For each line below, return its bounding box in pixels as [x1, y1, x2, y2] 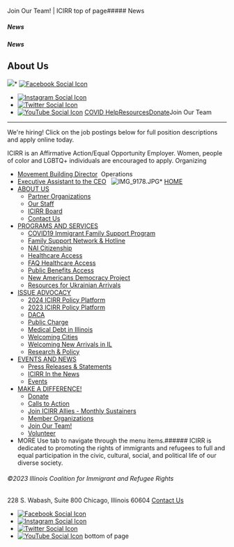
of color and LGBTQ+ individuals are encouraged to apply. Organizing [7, 156, 207, 164]
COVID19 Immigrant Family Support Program [27, 229, 155, 237]
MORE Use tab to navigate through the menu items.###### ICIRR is [17, 436, 212, 445]
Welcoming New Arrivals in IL [27, 340, 113, 348]
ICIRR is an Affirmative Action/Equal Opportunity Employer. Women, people [7, 148, 223, 157]
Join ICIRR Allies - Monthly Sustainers [27, 406, 137, 415]
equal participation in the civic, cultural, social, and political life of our [17, 451, 217, 459]
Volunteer [27, 429, 56, 437]
